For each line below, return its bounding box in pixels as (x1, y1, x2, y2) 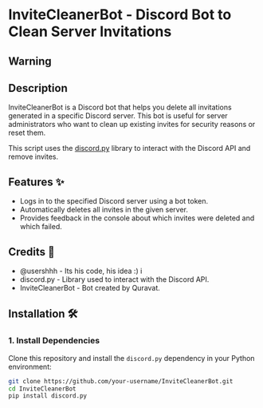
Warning (8, 54, 52, 68)
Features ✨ (8, 175, 65, 188)
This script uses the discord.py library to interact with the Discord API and (8, 144, 251, 153)
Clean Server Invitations (8, 22, 172, 41)
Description (8, 81, 68, 95)
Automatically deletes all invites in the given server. (19, 205, 189, 215)
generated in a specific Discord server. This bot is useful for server (8, 111, 229, 121)
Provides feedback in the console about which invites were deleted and (19, 213, 255, 223)
